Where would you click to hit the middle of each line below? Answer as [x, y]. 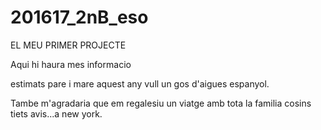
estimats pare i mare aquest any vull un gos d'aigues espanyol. [140, 83]
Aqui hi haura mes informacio [71, 64]
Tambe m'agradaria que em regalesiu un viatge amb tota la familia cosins [161, 103]
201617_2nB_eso [79, 17]
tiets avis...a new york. [56, 113]
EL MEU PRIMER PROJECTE [68, 45]
